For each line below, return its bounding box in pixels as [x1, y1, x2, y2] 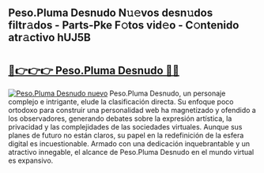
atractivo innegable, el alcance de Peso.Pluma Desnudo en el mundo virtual [8, 148, 255, 156]
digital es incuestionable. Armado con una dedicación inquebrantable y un [8, 139, 251, 149]
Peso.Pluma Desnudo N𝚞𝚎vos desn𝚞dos [8, 6, 213, 20]
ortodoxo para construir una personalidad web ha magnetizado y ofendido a [8, 106, 257, 115]
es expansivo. [8, 156, 54, 165]
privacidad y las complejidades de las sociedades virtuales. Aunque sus [8, 122, 243, 131]
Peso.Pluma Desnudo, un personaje [109, 88, 226, 98]
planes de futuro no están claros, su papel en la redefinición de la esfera [8, 130, 244, 140]
